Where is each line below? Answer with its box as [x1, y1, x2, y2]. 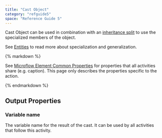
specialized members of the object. [5, 34, 76, 40]
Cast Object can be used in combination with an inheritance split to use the [5, 30, 156, 35]
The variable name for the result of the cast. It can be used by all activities [5, 122, 155, 128]
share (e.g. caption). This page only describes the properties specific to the [5, 68, 157, 74]
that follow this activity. [5, 127, 52, 134]
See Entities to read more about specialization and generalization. [5, 44, 137, 50]
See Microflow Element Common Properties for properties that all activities [5, 63, 156, 69]
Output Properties [5, 97, 61, 105]
